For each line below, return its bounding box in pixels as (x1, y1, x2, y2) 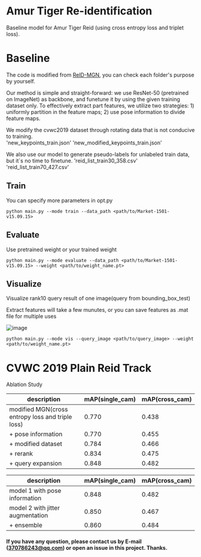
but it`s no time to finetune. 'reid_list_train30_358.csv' (6, 157, 138, 164)
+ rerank (9, 450, 33, 458)
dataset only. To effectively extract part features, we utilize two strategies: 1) (6, 102, 194, 109)
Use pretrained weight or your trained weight (6, 246, 117, 253)
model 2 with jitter (9, 504, 60, 512)
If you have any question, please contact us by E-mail (6, 538, 142, 545)
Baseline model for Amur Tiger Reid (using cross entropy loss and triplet (6, 24, 184, 31)
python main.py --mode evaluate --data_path (6, 257, 119, 263)
